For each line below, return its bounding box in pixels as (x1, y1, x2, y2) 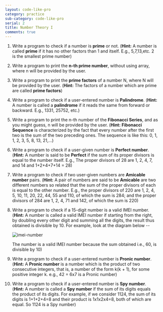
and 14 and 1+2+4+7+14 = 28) (12, 162, 73, 168)
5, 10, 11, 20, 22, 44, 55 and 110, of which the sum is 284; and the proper (12, 192, 157, 198)
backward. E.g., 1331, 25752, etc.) (12, 107, 80, 113)
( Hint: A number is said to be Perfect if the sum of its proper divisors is (12, 152, 154, 158)
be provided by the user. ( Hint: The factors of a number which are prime (12, 83, 157, 88)
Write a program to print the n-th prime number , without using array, (12, 63, 150, 69)
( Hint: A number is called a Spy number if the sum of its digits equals (12, 286, 151, 292)
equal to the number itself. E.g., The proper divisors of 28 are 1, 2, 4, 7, (12, 157, 153, 163)
